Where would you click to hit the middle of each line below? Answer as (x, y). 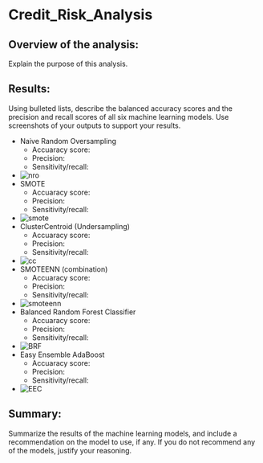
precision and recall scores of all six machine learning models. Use (119, 117)
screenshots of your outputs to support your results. (95, 125)
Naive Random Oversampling (68, 141)
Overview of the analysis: (73, 45)
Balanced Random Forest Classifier (78, 312)
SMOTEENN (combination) (64, 269)
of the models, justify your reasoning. (70, 450)
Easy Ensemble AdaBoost (62, 354)
